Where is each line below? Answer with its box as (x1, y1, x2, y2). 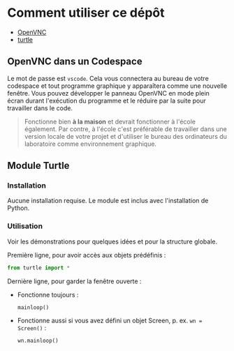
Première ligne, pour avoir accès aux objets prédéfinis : (7, 251, 166, 259)
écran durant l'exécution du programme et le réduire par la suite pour (7, 96, 206, 105)
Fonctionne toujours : (17, 290, 79, 299)
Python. (7, 204, 30, 212)
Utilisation (7, 221, 43, 231)
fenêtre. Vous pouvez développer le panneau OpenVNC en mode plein (7, 89, 210, 97)
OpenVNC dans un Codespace (7, 56, 142, 68)
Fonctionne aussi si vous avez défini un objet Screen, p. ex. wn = (17, 316, 203, 325)
